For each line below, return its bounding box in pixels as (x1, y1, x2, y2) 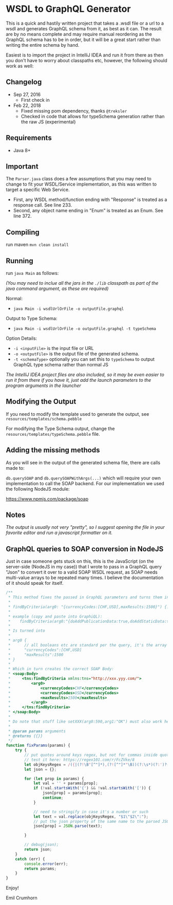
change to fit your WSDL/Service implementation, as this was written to (6, 181, 157, 188)
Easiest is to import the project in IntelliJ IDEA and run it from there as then (6, 52, 164, 58)
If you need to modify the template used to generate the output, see (6, 411, 149, 417)
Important (6, 162, 39, 171)
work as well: (6, 63, 34, 69)
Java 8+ (13, 147, 31, 153)
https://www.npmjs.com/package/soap (6, 495, 89, 502)
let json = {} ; (24, 767, 57, 772)
